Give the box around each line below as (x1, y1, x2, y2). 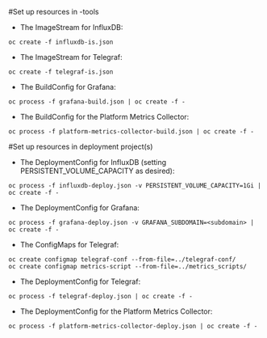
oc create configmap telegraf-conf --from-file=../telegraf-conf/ (8, 256, 236, 264)
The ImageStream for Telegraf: (19, 53, 123, 61)
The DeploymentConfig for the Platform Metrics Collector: (19, 306, 213, 316)
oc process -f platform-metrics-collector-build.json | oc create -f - (8, 128, 254, 136)
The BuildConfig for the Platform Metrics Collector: (19, 112, 190, 121)
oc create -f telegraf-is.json (8, 68, 114, 76)
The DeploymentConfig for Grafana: (19, 203, 140, 213)
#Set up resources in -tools (8, 7, 99, 16)
